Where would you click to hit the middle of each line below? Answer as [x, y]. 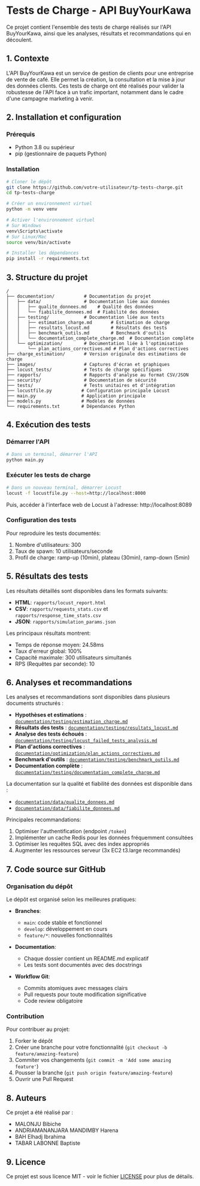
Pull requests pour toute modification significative [85, 994]
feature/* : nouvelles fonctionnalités [68, 936]
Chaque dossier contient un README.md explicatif [86, 958]
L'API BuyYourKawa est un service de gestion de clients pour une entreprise [100, 73]
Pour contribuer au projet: [38, 1029]
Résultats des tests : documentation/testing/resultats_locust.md [96, 728]
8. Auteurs [26, 1098]
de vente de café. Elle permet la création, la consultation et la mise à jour [96, 79]
